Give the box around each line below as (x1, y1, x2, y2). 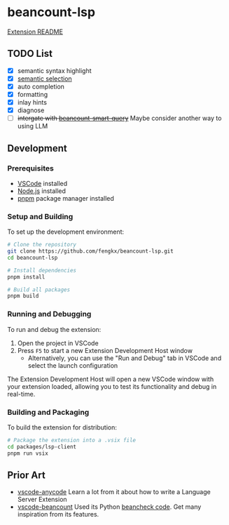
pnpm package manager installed (17, 194, 114, 202)
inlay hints (17, 98, 48, 106)
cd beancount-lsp (7, 254, 58, 261)
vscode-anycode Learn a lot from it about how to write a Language (17, 488, 211, 496)
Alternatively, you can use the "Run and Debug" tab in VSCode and (27, 354, 222, 362)
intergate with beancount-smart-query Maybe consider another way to (17, 114, 222, 123)
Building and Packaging (7, 407, 90, 417)
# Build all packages (7, 286, 71, 293)
